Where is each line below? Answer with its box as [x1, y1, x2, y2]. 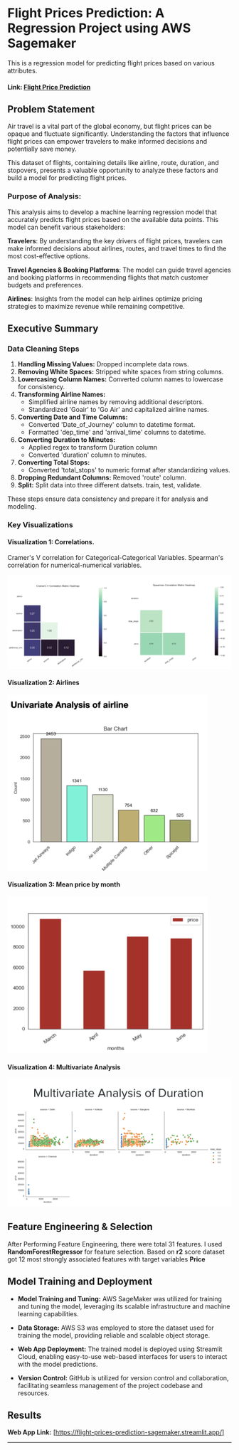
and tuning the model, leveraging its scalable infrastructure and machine [17, 1302, 230, 1311]
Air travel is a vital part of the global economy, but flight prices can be [7, 122, 212, 131]
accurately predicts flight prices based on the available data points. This [7, 215, 219, 223]
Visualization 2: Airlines [7, 678, 80, 687]
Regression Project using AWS [7, 20, 191, 36]
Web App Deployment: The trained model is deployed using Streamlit [17, 1345, 223, 1353]
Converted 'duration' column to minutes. [28, 450, 147, 460]
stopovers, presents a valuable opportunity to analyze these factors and [7, 166, 218, 175]
